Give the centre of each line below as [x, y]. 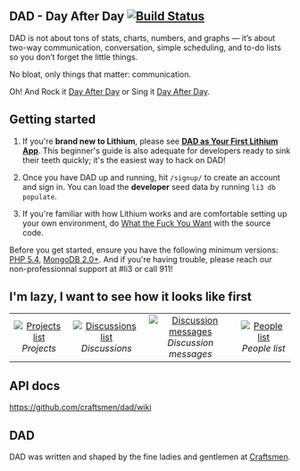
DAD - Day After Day [67, 17]
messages [190, 354]
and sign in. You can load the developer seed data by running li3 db [149, 186]
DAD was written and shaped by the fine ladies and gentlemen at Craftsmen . [150, 457]
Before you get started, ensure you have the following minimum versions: [144, 250]
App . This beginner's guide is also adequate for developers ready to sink [156, 150]
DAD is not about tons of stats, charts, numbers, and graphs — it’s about [142, 37]
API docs [35, 386]
